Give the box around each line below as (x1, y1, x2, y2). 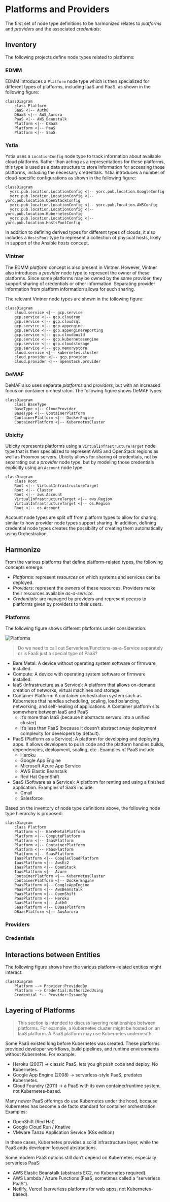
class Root (14, 479, 38, 484)
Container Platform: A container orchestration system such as (12, 693, 142, 699)
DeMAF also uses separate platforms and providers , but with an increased (5, 382, 161, 388)
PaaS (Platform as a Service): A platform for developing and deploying (12, 736, 159, 742)
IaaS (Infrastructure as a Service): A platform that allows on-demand (12, 682, 156, 688)
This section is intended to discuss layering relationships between (17, 1020, 156, 1026)
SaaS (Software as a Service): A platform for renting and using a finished (12, 779, 165, 785)
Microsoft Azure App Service (20, 763, 81, 769)
